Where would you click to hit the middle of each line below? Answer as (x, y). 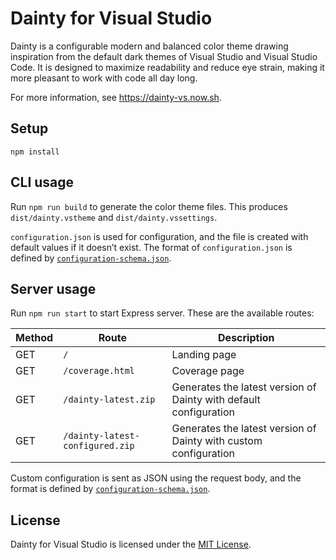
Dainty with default (216, 400)
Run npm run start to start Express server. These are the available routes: (162, 313)
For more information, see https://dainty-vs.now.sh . (116, 97)
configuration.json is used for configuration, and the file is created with (159, 236)
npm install (35, 152)
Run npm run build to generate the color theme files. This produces (149, 206)
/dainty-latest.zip (109, 400)
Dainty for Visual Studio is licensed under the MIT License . (131, 544)
